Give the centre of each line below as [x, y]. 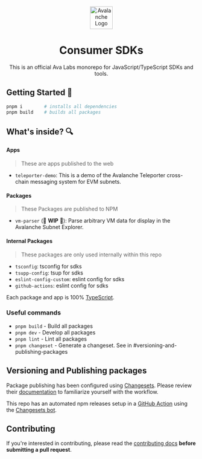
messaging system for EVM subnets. [76, 182]
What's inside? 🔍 [40, 132]
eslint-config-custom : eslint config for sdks [70, 279]
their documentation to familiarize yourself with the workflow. [82, 392]
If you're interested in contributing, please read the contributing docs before [101, 443]
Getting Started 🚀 [39, 93]
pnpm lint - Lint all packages [51, 339]
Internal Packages [30, 241]
